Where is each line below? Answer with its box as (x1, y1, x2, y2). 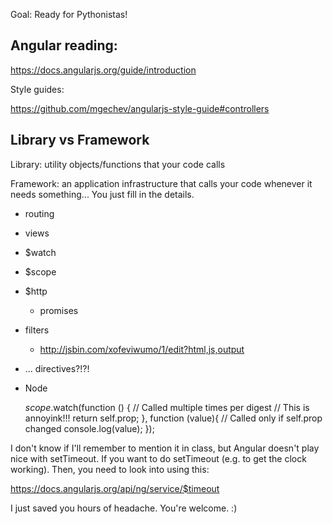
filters (24, 324, 50, 336)
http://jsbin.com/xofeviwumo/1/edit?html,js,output (39, 343, 245, 355)
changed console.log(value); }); (24, 422, 155, 434)
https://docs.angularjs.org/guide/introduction (10, 64, 197, 76)
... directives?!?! (24, 362, 90, 374)
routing (24, 207, 55, 219)
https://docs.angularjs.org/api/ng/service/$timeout (10, 482, 220, 494)
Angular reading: (10, 37, 118, 54)
